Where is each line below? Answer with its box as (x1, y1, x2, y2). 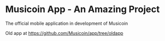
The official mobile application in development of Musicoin (5, 20, 128, 26)
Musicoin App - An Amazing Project (5, 4, 160, 15)
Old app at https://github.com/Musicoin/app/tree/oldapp (5, 30, 124, 36)
